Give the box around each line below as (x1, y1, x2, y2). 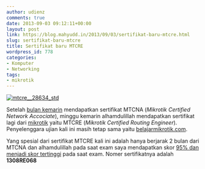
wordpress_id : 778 (6, 49, 53, 55)
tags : (6, 72, 20, 78)
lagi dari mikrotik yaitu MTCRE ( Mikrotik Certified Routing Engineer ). (6, 119, 177, 126)
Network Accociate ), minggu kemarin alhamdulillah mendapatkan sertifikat (6, 113, 195, 120)
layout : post (6, 26, 40, 32)
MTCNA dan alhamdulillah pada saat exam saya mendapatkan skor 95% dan (6, 144, 199, 151)
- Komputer (6, 60, 34, 66)
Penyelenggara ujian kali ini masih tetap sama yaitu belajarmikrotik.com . (6, 126, 188, 133)
